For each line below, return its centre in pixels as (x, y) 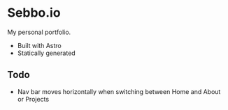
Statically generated (46, 53)
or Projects (33, 99)
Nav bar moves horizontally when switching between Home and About (119, 91)
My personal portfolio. (39, 32)
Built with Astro (39, 45)
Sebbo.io (34, 13)
